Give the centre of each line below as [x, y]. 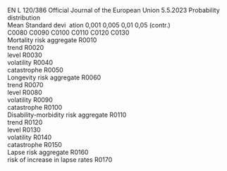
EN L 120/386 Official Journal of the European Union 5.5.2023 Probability [114, 10]
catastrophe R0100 [35, 107]
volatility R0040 [30, 62]
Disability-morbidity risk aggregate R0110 [67, 115]
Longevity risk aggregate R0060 [54, 77]
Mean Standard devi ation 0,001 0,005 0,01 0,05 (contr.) [89, 25]
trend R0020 [26, 47]
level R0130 [24, 130]
